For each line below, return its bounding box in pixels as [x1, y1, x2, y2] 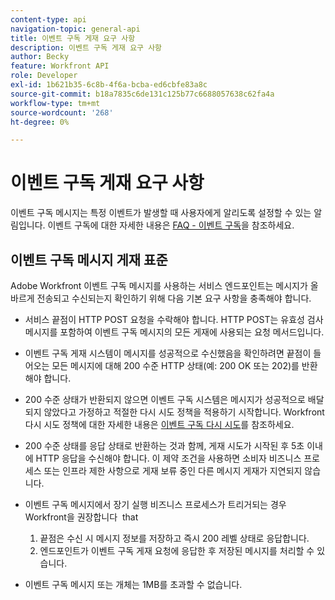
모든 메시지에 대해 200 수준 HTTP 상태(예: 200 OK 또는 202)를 [51, 360, 300, 371]
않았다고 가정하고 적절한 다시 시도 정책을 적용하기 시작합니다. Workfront [43, 406, 325, 418]
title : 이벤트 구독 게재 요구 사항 [10, 33, 136, 43]
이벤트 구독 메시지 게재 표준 [10, 251, 168, 268]
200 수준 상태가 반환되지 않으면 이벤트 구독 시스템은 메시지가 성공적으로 [24, 394, 306, 405]
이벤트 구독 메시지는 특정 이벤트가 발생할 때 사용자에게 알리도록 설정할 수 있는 [10, 207, 312, 219]
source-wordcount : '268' [10, 107, 114, 118]
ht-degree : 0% [10, 117, 70, 127]
